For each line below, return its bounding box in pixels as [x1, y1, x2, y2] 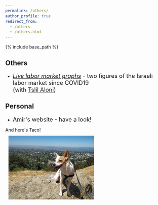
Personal [5, 102, 34, 111]
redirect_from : [5, 19, 37, 24]
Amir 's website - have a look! [12, 115, 92, 123]
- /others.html [10, 29, 42, 35]
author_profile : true [5, 13, 51, 19]
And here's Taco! [5, 127, 41, 133]
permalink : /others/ [5, 8, 49, 13]
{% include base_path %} [5, 44, 59, 50]
